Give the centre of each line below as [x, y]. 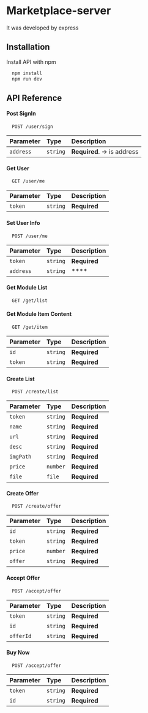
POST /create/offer [37, 506]
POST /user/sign [32, 127]
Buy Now [18, 653]
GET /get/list [30, 301]
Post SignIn [21, 114]
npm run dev [27, 79]
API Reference [34, 98]
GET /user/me [28, 181]
